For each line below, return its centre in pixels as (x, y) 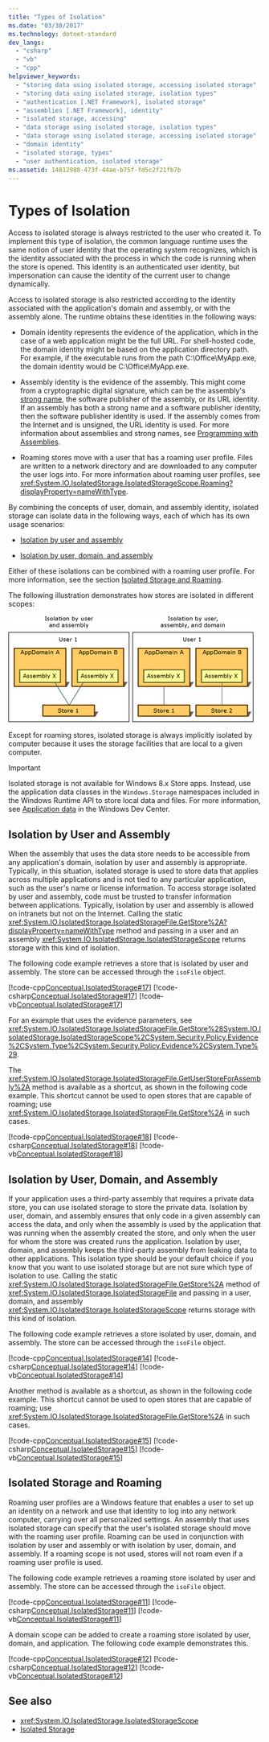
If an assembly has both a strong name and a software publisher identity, (141, 408)
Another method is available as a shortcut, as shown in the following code (130, 1390)
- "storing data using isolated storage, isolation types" (116, 93)
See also (30, 1701)
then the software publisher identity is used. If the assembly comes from (140, 416)
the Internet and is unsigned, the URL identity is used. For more (124, 425)
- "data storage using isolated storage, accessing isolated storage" (136, 136)
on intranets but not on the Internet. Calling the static (96, 914)
